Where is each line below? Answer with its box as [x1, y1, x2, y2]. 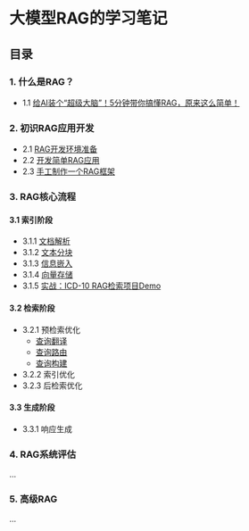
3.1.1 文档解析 [21, 236, 71, 246]
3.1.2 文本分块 [21, 247, 73, 258]
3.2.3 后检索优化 [21, 380, 83, 391]
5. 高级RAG [9, 493, 58, 505]
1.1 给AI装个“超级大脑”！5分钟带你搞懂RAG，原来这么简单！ [21, 97, 240, 108]
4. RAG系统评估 [9, 448, 77, 460]
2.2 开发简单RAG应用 [21, 155, 100, 166]
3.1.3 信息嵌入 [21, 258, 73, 269]
